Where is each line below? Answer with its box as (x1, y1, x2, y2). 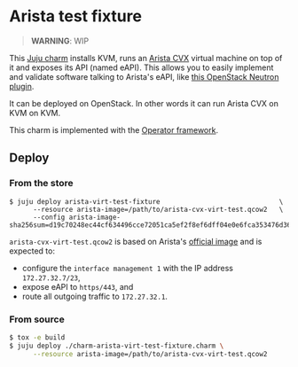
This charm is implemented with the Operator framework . (9, 124, 219, 135)
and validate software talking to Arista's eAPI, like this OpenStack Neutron (9, 71, 279, 82)
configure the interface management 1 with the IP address (21, 262, 233, 273)
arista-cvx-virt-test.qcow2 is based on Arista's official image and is (9, 236, 263, 246)
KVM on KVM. (9, 107, 60, 118)
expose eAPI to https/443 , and (21, 281, 134, 292)
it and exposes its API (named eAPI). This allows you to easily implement (9, 62, 274, 73)
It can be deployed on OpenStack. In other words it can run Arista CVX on (9, 98, 279, 108)
